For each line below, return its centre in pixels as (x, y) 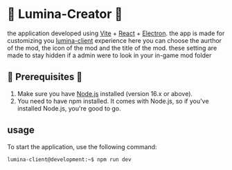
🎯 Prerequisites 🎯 (45, 77)
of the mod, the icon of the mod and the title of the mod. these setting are (112, 48)
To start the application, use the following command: (82, 147)
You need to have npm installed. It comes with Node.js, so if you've (113, 101)
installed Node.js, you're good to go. (69, 108)
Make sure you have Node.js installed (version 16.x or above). (105, 93)
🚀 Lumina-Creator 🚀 (65, 14)
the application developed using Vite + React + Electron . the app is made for (116, 33)
